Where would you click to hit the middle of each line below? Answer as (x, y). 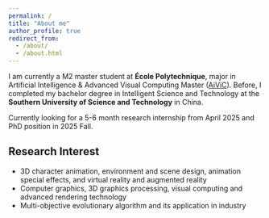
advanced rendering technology (73, 197)
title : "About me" (39, 23)
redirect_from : (34, 38)
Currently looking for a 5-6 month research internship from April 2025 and (132, 117)
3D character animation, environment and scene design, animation (130, 171)
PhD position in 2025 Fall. (51, 126)
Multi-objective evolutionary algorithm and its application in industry (133, 205)
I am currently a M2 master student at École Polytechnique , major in (122, 76)
